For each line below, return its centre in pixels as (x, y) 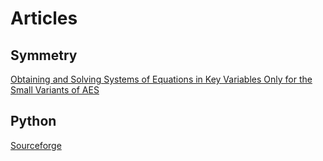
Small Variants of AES (55, 90)
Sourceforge (36, 145)
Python (33, 121)
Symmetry (44, 55)
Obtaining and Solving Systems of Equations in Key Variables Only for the (161, 79)
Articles (44, 18)
